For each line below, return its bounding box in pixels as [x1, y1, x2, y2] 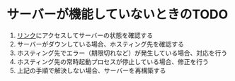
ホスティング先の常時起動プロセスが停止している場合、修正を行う [16, 57, 210, 66]
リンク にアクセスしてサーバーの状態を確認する [16, 31, 154, 39]
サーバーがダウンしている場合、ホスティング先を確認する [16, 39, 185, 48]
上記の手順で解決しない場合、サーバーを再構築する [16, 66, 166, 75]
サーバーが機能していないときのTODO [6, 6, 229, 23]
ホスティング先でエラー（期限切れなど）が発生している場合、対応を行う [16, 49, 228, 57]
